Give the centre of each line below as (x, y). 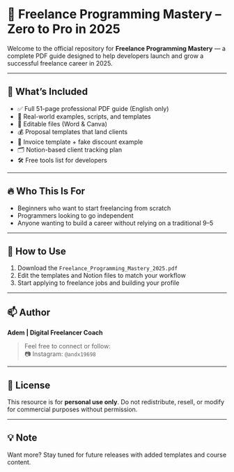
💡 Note (22, 438)
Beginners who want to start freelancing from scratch (94, 208)
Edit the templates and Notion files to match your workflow (101, 276)
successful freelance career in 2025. (60, 63)
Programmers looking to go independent (75, 215)
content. (19, 462)
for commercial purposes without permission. (72, 409)
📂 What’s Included (48, 92)
